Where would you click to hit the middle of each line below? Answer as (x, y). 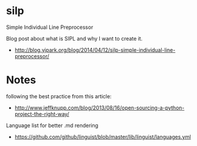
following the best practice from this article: (59, 96)
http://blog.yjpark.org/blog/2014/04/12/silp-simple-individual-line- (95, 50)
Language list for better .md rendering (52, 125)
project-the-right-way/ (42, 114)
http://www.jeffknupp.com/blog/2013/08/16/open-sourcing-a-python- (99, 108)
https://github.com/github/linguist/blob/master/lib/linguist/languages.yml (103, 137)
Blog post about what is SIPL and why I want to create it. (74, 38)
